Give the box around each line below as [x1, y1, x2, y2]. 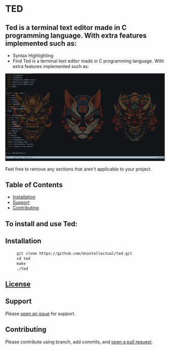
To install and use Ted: [5, 219, 78, 228]
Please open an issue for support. [5, 310, 76, 317]
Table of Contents [5, 181, 63, 189]
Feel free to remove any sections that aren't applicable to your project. [5, 166, 152, 172]
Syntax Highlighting [12, 53, 54, 58]
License [5, 280, 31, 289]
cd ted [16, 256, 30, 261]
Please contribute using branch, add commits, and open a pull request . [5, 338, 153, 345]
